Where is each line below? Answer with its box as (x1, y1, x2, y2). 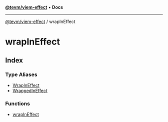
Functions (5, 100, 30, 107)
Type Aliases (5, 71, 37, 78)
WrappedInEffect (12, 87, 47, 93)
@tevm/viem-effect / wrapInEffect (5, 18, 76, 24)
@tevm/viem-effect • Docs (5, 4, 63, 10)
